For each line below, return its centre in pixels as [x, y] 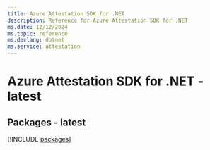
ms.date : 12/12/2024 [38, 27]
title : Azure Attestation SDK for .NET [66, 14]
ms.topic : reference [38, 33]
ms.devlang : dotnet [36, 40]
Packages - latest [47, 122]
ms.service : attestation [44, 46]
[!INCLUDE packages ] [39, 139]
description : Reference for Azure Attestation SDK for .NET [98, 20]
